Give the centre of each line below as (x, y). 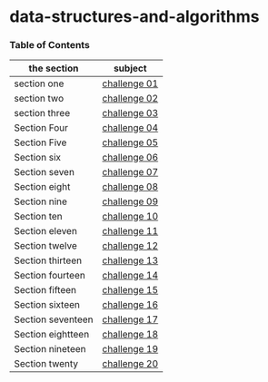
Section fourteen (50, 276)
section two (39, 99)
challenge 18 (130, 335)
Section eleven (45, 231)
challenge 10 (130, 217)
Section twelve (45, 246)
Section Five (40, 142)
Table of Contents (50, 45)
